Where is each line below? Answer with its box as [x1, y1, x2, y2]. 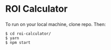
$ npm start [5, 40, 31, 45]
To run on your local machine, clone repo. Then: [5, 21, 106, 28]
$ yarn [5, 36, 19, 41]
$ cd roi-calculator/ [5, 31, 51, 36]
